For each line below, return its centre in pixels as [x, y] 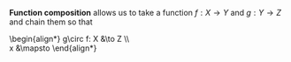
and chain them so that [51, 22]
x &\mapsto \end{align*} [53, 48]
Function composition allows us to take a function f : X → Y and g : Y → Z [145, 13]
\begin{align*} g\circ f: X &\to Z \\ [69, 39]
